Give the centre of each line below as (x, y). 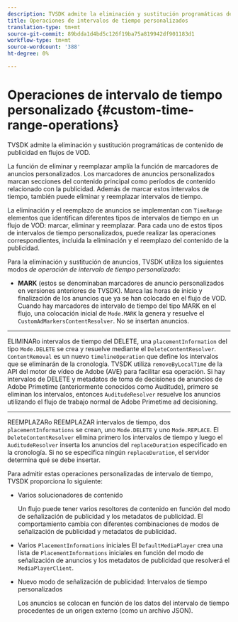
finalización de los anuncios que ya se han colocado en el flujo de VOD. (122, 298)
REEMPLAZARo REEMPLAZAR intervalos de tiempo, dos (89, 422)
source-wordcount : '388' (44, 47)
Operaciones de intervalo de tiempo (115, 95)
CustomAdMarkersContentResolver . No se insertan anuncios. (103, 321)
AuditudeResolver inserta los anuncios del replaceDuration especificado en (117, 444)
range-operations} (63, 125)
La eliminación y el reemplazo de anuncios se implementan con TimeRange (115, 210)
